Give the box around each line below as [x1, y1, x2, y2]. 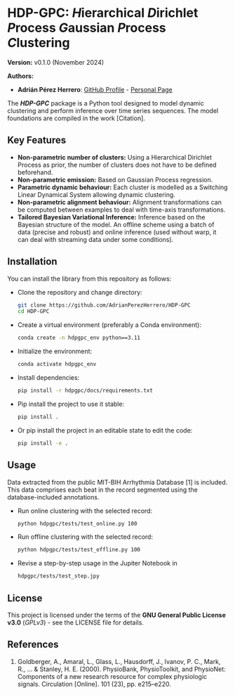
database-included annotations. [7, 492, 100, 501]
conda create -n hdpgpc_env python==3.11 [17, 334, 141, 342]
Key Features [7, 134, 67, 146]
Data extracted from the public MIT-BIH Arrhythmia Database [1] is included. [7, 478, 228, 486]
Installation [7, 255, 58, 268]
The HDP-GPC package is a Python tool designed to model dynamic [7, 98, 205, 107]
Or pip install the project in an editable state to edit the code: [17, 426, 193, 434]
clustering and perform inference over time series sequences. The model [7, 106, 219, 115]
